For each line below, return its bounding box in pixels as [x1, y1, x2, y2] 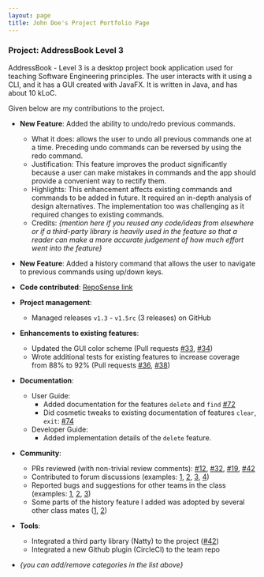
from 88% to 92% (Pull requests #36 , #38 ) [31, 360, 171, 370]
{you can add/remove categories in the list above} [19, 560, 184, 569]
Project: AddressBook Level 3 [8, 45, 124, 56]
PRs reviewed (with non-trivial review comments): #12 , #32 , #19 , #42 [31, 463, 256, 473]
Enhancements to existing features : [19, 328, 139, 338]
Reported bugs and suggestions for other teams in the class [31, 480, 226, 490]
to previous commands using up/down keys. [19, 266, 164, 277]
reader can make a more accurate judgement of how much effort [31, 235, 244, 244]
